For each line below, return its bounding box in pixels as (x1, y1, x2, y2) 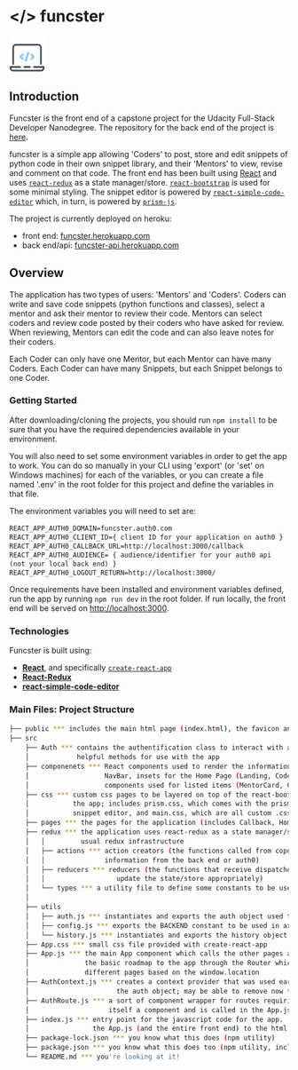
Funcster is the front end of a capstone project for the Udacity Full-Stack (9, 113, 275, 123)
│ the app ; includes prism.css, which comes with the (25, 799, 268, 809)
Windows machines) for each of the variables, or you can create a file (9, 469, 264, 480)
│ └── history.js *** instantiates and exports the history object (25, 931, 288, 939)
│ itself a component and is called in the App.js (25, 1005, 292, 1014)
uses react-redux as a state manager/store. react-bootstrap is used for (9, 177, 271, 187)
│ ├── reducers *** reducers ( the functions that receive (25, 865, 252, 874)
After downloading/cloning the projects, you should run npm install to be (9, 415, 278, 425)
